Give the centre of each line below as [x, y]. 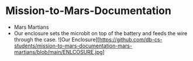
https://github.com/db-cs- [131, 39]
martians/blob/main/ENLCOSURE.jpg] [59, 52]
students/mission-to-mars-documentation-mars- [73, 46]
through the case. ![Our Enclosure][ [57, 39]
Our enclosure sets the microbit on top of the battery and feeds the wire [101, 33]
